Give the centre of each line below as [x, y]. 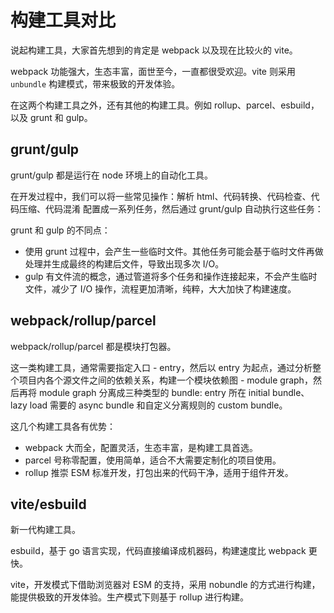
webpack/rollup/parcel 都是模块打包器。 [93, 346]
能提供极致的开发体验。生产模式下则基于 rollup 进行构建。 [129, 597]
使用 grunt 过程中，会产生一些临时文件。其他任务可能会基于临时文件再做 [174, 251]
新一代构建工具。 [45, 530]
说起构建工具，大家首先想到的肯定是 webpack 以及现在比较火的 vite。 [154, 50]
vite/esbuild [48, 504]
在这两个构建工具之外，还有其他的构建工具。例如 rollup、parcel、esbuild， [165, 105]
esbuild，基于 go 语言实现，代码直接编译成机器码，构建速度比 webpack [158, 551]
